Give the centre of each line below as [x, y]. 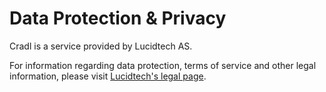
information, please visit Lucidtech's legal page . [108, 76]
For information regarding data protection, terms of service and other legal [163, 65]
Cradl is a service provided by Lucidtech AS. [101, 46]
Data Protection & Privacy [118, 18]
